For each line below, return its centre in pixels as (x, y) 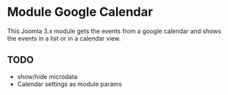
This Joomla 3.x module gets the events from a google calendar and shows (114, 31)
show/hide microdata (47, 76)
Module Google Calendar (80, 12)
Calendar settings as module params (69, 84)
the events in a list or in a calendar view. (64, 38)
